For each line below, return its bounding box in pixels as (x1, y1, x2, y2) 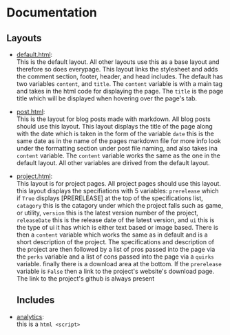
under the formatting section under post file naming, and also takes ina (16, 144, 218, 152)
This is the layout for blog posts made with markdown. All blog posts (16, 115, 211, 123)
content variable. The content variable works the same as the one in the (16, 151, 221, 160)
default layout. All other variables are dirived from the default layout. (16, 159, 211, 166)
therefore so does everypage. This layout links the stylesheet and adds (16, 65, 218, 73)
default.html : (16, 50, 53, 58)
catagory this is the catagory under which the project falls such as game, (16, 202, 223, 209)
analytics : (16, 312, 44, 321)
